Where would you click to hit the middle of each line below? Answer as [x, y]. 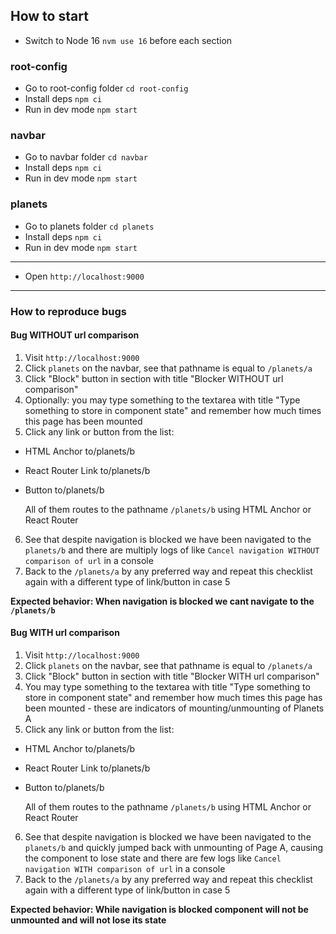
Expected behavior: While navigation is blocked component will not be [159, 910]
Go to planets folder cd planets [89, 226]
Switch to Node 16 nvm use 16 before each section [128, 40]
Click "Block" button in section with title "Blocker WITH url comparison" [172, 676]
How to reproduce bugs [68, 311]
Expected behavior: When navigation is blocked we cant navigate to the [162, 601]
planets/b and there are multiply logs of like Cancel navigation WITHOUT [172, 550]
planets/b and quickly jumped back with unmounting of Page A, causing [174, 848]
